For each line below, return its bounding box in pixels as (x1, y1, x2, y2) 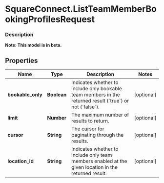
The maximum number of (71, 111, 129, 118)
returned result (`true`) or (71, 98, 129, 104)
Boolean (47, 91, 67, 98)
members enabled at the (71, 158, 127, 164)
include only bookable (71, 85, 122, 92)
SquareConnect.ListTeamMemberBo (5, 3, 157, 15)
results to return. (71, 118, 109, 124)
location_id (7, 158, 34, 164)
